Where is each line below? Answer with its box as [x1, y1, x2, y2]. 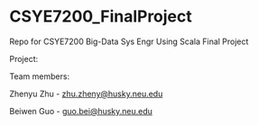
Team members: [9, 70, 70, 82]
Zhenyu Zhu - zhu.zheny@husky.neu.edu [9, 88, 163, 99]
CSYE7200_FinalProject [9, 6, 192, 27]
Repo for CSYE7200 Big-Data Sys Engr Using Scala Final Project [9, 36, 249, 47]
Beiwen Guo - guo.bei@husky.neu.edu [9, 105, 153, 116]
